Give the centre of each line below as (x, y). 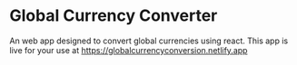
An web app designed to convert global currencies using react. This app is (149, 41)
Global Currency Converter (114, 16)
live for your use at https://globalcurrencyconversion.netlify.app (129, 50)
